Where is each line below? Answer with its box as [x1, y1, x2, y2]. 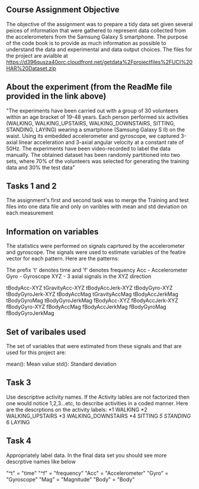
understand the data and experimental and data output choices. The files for [6, 46, 192, 53]
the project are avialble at [6, 52, 68, 59]
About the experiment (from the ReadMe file [6, 82, 173, 92]
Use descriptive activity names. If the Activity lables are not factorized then [6, 393, 190, 400]
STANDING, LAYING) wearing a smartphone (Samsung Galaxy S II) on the [6, 126, 185, 133]
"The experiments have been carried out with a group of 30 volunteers [6, 107, 179, 114]
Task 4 [6, 436, 31, 446]
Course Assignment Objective [6, 5, 120, 15]
